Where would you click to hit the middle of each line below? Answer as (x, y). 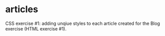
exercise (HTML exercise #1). (36, 28)
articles (22, 9)
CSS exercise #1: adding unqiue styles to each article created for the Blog (83, 23)
